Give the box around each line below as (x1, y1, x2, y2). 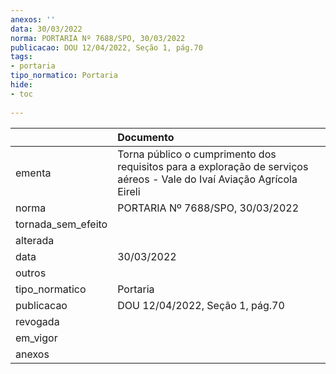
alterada (15, 233, 55, 247)
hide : (10, 80, 33, 90)
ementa (15, 166, 52, 180)
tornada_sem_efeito (15, 217, 108, 231)
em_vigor (15, 331, 58, 345)
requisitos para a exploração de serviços (117, 159, 309, 173)
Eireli (117, 184, 141, 198)
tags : (10, 52, 33, 62)
